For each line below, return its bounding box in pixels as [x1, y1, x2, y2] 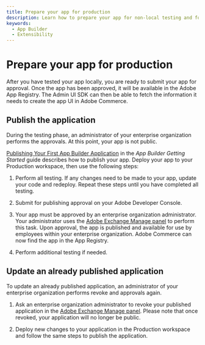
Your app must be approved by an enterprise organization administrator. [15, 211, 196, 218]
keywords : [6, 20, 32, 26]
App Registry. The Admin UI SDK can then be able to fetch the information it [6, 91, 197, 98]
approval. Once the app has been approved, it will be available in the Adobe [6, 85, 196, 92]
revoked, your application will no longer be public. [15, 313, 141, 321]
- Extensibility [12, 32, 53, 38]
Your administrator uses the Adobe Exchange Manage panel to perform [15, 217, 195, 224]
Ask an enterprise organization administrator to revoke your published [15, 301, 191, 308]
